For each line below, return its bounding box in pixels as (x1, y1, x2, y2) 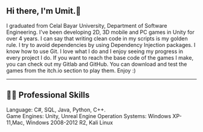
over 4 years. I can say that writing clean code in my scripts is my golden (6, 34, 188, 42)
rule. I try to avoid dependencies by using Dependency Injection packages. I (6, 41, 196, 48)
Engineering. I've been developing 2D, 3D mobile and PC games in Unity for (6, 28, 195, 36)
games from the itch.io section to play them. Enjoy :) (6, 67, 136, 74)
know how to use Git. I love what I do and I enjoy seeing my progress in (6, 48, 183, 55)
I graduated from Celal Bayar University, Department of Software (6, 22, 167, 29)
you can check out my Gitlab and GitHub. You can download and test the (6, 60, 187, 68)
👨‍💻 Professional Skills (6, 90, 90, 100)
